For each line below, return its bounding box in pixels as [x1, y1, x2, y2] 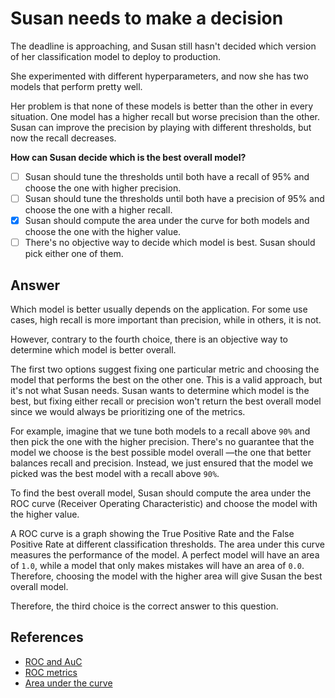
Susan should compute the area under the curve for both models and [24, 215, 310, 227]
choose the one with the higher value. [24, 226, 182, 238]
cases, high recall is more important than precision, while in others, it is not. [10, 314, 322, 326]
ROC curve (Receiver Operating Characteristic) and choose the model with [10, 498, 318, 509]
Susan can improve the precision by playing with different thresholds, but [10, 121, 312, 133]
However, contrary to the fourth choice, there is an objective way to [10, 333, 288, 345]
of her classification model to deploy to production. [10, 50, 222, 62]
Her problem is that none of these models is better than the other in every [10, 100, 314, 112]
